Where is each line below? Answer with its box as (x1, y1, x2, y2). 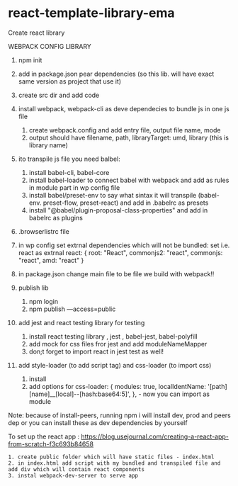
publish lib (18, 283, 49, 292)
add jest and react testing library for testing (18, 318, 145, 327)
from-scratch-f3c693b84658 (8, 439, 94, 448)
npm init (18, 55, 42, 64)
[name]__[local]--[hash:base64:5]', (28, 390, 131, 398)
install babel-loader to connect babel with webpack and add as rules (28, 176, 229, 184)
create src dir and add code (18, 91, 100, 99)
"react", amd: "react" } (18, 256, 84, 264)
